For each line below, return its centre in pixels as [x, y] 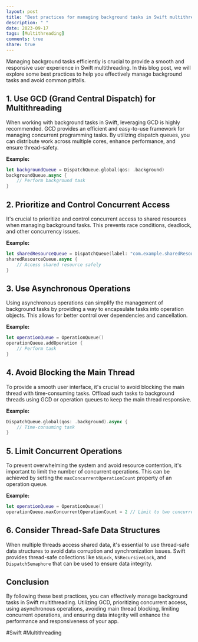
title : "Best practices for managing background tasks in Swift [87, 17]
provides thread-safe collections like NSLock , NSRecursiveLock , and [86, 557]
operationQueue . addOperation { [44, 343]
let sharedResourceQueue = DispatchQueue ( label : [67, 254]
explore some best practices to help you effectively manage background [94, 74]
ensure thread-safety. [32, 147]
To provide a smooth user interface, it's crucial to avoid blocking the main [95, 387]
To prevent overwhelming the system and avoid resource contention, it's [94, 465]
